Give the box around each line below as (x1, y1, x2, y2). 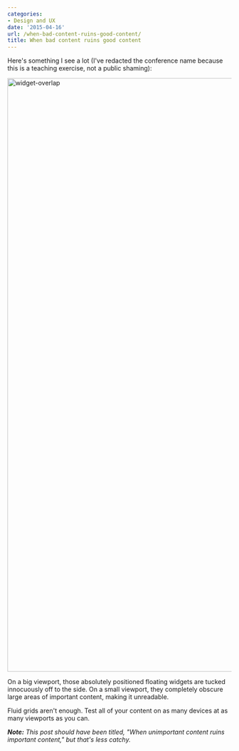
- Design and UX (7, 17, 55, 24)
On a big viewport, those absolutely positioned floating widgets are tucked (7, 678, 226, 686)
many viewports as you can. (7, 714, 90, 723)
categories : (7, 10, 43, 18)
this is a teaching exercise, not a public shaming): (7, 64, 152, 73)
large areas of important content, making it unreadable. (7, 693, 169, 701)
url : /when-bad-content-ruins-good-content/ (7, 30, 142, 38)
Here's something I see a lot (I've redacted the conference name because (7, 56, 223, 65)
